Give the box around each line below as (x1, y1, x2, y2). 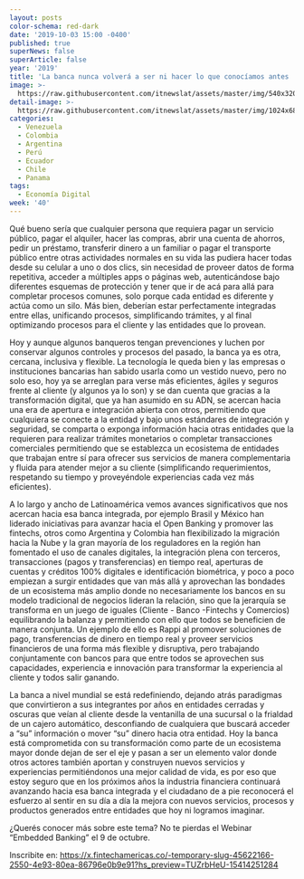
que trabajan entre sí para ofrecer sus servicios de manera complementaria (9, 452, 291, 463)
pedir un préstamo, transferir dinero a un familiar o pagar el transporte (9, 242, 271, 253)
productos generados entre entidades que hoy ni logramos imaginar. (9, 805, 265, 816)
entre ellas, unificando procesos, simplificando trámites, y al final (9, 310, 252, 320)
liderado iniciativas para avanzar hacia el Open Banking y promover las (9, 518, 274, 529)
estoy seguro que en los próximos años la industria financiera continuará (9, 776, 280, 787)
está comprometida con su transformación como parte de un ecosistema (9, 737, 281, 748)
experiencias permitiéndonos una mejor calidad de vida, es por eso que (9, 766, 277, 777)
